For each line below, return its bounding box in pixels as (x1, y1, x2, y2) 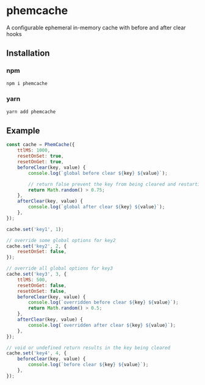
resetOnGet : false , (17, 282, 67, 288)
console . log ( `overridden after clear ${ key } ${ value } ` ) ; (28, 322, 176, 328)
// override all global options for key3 (6, 265, 113, 272)
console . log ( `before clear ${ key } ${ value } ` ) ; (28, 362, 149, 368)
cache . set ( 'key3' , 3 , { (6, 271, 67, 277)
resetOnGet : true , (17, 159, 64, 165)
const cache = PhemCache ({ (6, 142, 75, 148)
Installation (6, 48, 50, 59)
